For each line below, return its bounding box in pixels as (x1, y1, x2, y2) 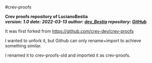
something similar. (5, 43, 42, 48)
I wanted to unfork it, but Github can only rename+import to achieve (5, 38, 141, 43)
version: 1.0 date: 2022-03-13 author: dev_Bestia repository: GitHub (5, 19, 147, 24)
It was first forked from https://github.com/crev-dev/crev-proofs (5, 28, 134, 34)
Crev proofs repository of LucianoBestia (5, 14, 88, 19)
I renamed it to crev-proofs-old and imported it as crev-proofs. (5, 52, 131, 58)
